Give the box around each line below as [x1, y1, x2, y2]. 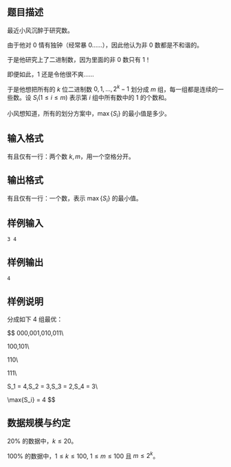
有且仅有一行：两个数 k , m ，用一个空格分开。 [7, 152, 135, 160]
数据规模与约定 [7, 417, 71, 429]
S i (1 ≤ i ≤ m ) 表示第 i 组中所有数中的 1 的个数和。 [32, 94, 170, 103]
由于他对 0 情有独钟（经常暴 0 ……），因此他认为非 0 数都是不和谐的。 [7, 41, 203, 49]
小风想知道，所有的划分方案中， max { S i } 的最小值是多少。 [7, 110, 170, 119]
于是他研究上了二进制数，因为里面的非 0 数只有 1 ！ [7, 55, 151, 63]
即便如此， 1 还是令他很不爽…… [7, 70, 94, 78]
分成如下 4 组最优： [7, 315, 63, 323]
